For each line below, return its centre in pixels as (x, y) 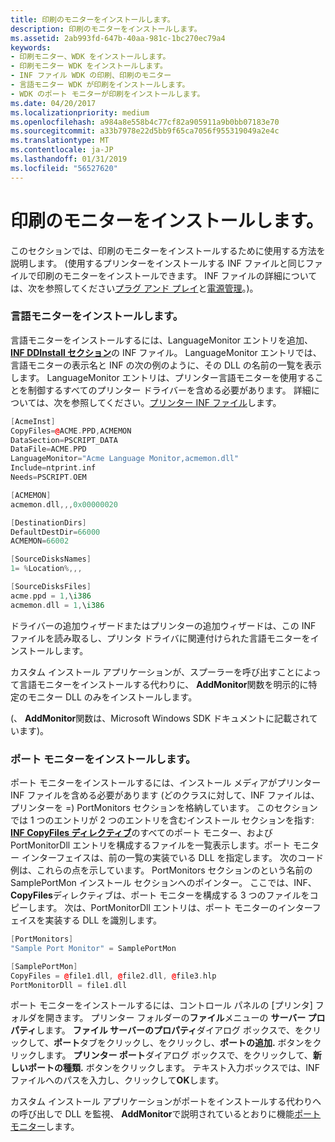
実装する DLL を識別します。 (103, 920)
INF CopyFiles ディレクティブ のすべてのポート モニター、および (141, 833)
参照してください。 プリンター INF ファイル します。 (176, 402)
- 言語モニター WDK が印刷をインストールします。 (100, 85)
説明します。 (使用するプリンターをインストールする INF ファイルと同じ (158, 263)
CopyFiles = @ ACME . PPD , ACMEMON (71, 431)
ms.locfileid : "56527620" (64, 168)
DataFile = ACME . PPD (48, 449)
